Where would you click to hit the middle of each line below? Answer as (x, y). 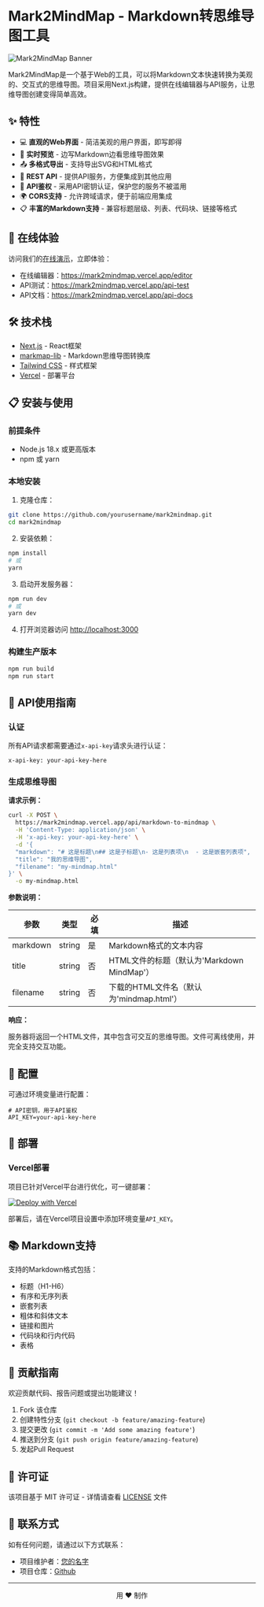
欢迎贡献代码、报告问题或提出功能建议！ (73, 1393)
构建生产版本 (33, 652)
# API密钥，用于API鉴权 (43, 1110)
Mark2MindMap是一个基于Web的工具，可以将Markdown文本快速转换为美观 (130, 74)
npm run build (31, 669)
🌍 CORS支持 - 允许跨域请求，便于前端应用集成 (96, 196)
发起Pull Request (47, 1449)
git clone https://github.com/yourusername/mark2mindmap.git (110, 515)
